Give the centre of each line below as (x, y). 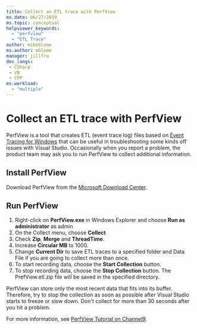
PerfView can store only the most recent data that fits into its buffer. (89, 289)
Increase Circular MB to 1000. (51, 245)
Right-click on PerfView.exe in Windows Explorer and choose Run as (100, 220)
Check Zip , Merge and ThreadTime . (60, 239)
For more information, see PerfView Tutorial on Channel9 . (77, 319)
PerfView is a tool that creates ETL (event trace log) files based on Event (95, 135)
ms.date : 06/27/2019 (32, 17)
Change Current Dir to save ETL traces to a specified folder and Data (100, 252)
